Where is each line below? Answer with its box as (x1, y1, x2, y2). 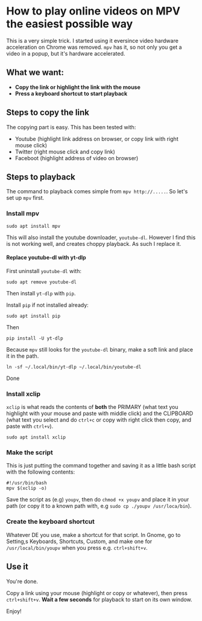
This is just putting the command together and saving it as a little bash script (6, 462, 196, 469)
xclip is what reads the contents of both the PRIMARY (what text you (6, 404, 178, 411)
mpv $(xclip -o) (6, 485, 47, 492)
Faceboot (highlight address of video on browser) (14, 154, 139, 161)
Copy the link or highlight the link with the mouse (14, 83, 140, 91)
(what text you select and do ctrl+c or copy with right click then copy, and (6, 416, 192, 423)
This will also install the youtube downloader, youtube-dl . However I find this (6, 234, 196, 241)
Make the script (6, 448, 53, 457)
